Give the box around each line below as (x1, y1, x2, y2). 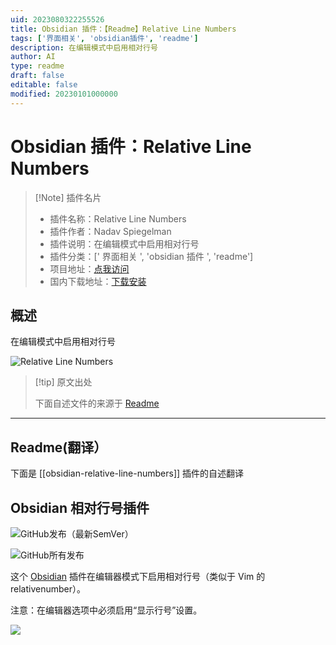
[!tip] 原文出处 (34, 376, 93, 388)
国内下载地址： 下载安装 (49, 275, 147, 287)
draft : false (10, 71, 65, 81)
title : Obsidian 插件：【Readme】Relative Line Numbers (10, 24, 237, 34)
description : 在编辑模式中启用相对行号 (10, 42, 158, 53)
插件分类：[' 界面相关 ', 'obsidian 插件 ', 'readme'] (49, 250, 254, 262)
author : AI (10, 52, 56, 62)
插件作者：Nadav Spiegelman (49, 225, 172, 237)
